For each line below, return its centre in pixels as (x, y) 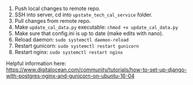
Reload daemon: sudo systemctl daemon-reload (72, 40)
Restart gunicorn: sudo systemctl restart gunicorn (77, 46)
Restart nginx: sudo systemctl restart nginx (69, 52)
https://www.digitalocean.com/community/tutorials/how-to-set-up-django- (96, 69)
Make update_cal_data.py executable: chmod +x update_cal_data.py (96, 27)
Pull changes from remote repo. (53, 21)
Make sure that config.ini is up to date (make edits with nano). (89, 33)
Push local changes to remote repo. (57, 8)
